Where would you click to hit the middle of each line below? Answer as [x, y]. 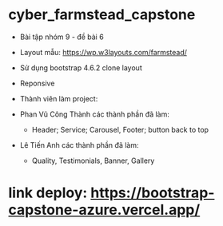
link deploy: [48, 193]
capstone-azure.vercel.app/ [104, 210]
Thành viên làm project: [59, 98]
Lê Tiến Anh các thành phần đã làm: [79, 145]
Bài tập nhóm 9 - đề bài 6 [62, 37]
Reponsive [37, 83]
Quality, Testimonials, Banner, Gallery [93, 161]
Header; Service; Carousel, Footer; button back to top [120, 129]
